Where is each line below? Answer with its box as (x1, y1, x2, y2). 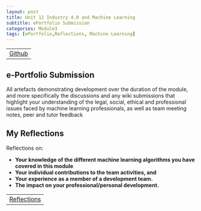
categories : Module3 (6, 25, 58, 32)
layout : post (6, 8, 39, 15)
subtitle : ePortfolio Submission (6, 20, 90, 26)
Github (9, 49, 28, 58)
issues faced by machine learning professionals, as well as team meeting (6, 104, 187, 111)
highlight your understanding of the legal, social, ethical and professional (6, 98, 187, 106)
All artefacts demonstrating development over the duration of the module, (6, 85, 188, 93)
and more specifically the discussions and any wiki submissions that (6, 92, 175, 99)
